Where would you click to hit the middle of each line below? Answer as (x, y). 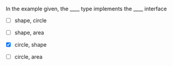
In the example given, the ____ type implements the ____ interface (86, 9)
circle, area (28, 57)
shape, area (29, 33)
